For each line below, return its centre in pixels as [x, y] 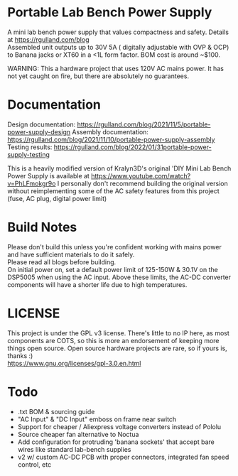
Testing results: [30, 147]
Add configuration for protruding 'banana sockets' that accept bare [116, 442]
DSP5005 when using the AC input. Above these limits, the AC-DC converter [119, 277]
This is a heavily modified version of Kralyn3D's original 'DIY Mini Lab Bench [119, 168]
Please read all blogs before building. [62, 262]
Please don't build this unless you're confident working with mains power [114, 247]
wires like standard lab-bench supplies [74, 449]
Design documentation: [42, 124]
